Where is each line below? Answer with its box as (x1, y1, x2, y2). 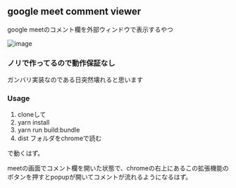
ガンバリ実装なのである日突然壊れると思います (7, 75, 143, 84)
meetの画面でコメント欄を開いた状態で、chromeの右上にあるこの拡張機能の (7, 164, 229, 173)
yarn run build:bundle (17, 126, 80, 134)
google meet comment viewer (7, 6, 142, 18)
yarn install (17, 118, 50, 127)
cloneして (17, 111, 46, 119)
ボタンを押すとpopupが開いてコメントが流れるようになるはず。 (7, 173, 192, 182)
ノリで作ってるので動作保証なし (7, 58, 116, 68)
